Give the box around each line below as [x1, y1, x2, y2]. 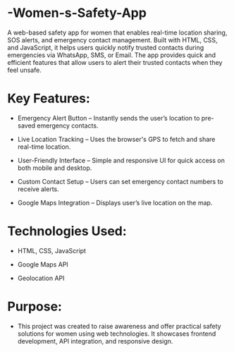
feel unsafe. [7, 66, 42, 74]
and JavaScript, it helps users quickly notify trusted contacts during [7, 43, 204, 51]
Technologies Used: [7, 224, 127, 239]
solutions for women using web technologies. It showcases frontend [17, 329, 216, 338]
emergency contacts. [37, 121, 99, 130]
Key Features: [7, 90, 90, 107]
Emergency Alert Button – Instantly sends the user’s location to [17, 114, 200, 122]
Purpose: [7, 298, 62, 315]
